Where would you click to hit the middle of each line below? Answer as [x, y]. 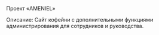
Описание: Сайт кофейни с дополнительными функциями [80, 20]
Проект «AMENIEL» [31, 8]
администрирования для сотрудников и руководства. [75, 26]
